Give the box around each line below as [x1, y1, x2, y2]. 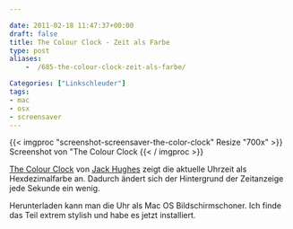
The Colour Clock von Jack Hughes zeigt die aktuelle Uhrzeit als [9, 163, 247, 175]
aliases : [9, 55, 42, 64]
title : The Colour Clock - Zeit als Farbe [9, 38, 170, 47]
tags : [9, 87, 30, 96]
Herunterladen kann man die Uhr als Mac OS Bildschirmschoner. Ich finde [9, 200, 282, 211]
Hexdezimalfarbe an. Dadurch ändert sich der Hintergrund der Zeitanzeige [9, 173, 284, 184]
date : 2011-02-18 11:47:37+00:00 [9, 21, 134, 30]
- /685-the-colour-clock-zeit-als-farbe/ [25, 63, 186, 72]
